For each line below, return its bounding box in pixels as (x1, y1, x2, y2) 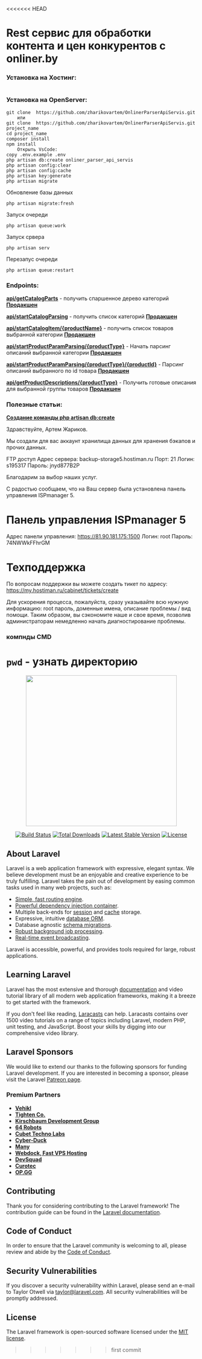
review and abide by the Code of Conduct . (6, 1249, 112, 1256)
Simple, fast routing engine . (14, 896, 84, 903)
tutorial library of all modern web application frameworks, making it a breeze (6, 992, 196, 999)
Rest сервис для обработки (6, 27, 151, 40)
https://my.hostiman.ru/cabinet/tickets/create (6, 587, 119, 594)
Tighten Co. (14, 1110, 46, 1118)
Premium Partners (6, 1090, 61, 1099)
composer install (6, 136, 50, 142)
